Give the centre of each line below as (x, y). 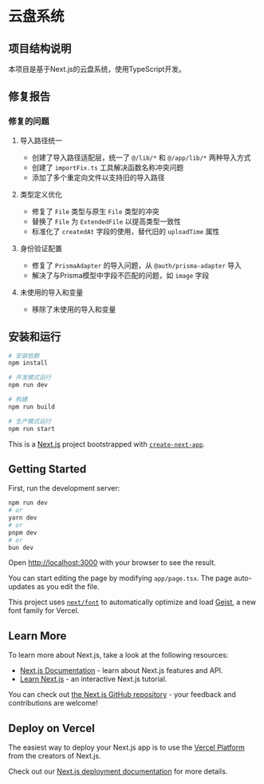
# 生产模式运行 (30, 421)
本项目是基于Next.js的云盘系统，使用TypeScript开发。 (97, 69)
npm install (28, 363)
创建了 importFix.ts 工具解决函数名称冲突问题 (108, 167)
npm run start (32, 428)
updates (22, 587)
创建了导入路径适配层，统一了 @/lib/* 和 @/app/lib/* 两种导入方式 (141, 157)
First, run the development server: (64, 488)
